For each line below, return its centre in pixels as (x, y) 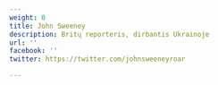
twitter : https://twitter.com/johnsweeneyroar (97, 59)
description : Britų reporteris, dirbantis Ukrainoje (109, 34)
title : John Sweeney (48, 26)
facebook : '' (34, 51)
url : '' (24, 42)
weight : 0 (28, 17)
